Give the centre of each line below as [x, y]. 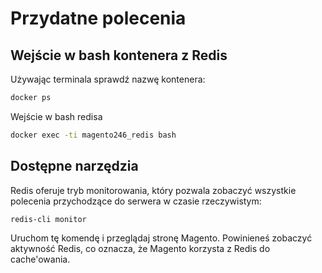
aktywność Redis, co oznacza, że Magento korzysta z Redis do [140, 249]
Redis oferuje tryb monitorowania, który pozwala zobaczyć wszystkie [153, 190]
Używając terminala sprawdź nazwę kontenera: [108, 79]
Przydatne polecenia [98, 18]
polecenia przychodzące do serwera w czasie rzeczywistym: [136, 201]
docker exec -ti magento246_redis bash [93, 135]
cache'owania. [40, 259]
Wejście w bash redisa [56, 116]
